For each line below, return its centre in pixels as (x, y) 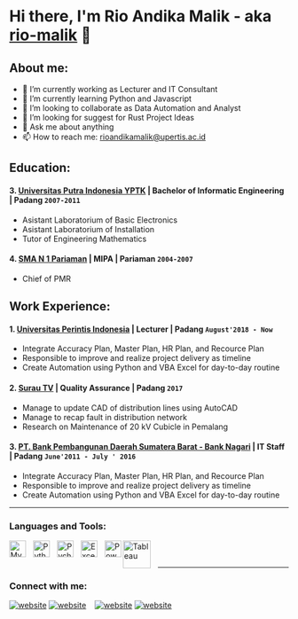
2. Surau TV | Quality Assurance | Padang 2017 (96, 388)
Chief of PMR (47, 278)
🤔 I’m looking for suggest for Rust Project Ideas (108, 118)
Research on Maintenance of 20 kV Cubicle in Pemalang (125, 427)
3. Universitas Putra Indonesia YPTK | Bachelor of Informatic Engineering (147, 190)
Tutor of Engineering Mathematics (84, 239)
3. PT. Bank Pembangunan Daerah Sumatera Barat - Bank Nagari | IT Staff (147, 447)
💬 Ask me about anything (68, 127)
